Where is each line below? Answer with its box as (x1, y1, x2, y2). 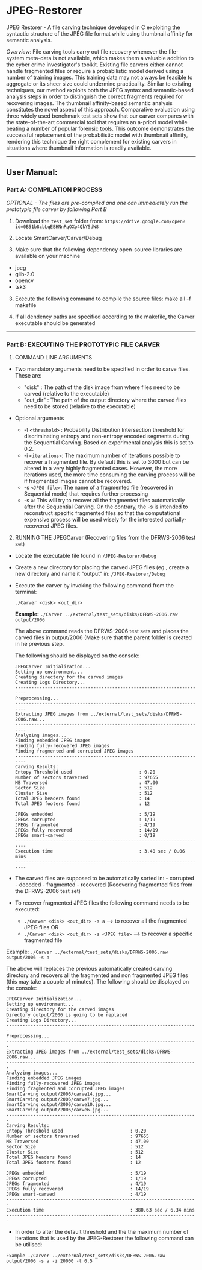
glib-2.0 (14, 270, 35, 277)
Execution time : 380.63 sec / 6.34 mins (6, 1207, 195, 1213)
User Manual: (6, 167, 58, 178)
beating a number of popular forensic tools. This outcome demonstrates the (6, 125, 194, 132)
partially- (164, 516, 187, 523)
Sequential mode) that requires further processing (23, 490, 148, 498)
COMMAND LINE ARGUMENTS (14, 353, 93, 361)
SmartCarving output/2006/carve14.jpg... (6, 1091, 112, 1097)
